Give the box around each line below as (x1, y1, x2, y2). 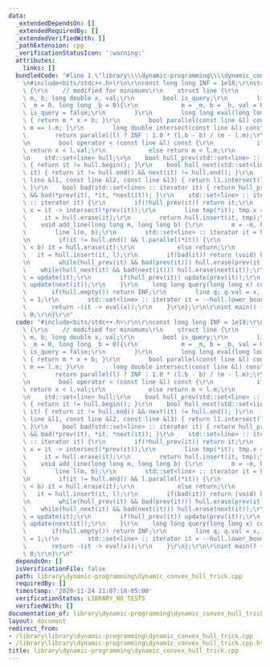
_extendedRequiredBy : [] (15, 27, 99, 35)
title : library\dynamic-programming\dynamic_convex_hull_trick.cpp (8, 647, 239, 655)
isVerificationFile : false (15, 564, 106, 573)
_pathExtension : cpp (15, 42, 84, 50)
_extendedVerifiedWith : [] (15, 34, 106, 43)
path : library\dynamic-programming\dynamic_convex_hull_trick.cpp (15, 572, 243, 580)
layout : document (8, 616, 67, 625)
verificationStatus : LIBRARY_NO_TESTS (15, 595, 146, 603)
